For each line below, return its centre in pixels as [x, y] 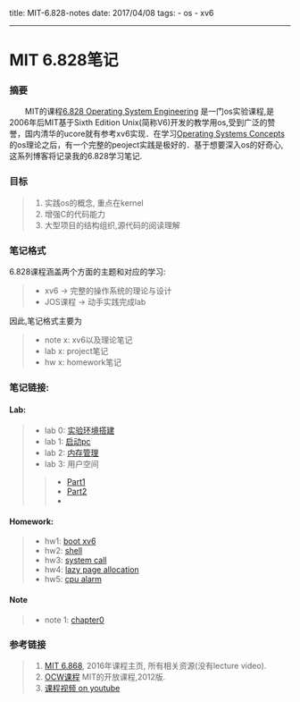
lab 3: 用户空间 [71, 464]
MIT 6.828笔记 [64, 60]
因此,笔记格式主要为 [46, 321]
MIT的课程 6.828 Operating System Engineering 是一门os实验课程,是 [150, 112]
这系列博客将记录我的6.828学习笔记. [76, 156]
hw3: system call [75, 560]
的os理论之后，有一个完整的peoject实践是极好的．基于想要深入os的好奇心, [146, 145]
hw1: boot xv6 [70, 541]
